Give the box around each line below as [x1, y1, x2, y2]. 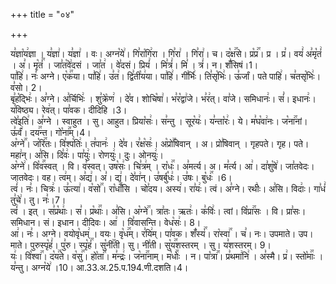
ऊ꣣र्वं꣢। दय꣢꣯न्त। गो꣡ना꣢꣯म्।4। [10, 127, 92, 138]
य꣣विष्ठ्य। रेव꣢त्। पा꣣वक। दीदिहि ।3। [10, 104, 128, 116]
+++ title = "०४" [10, 9, 75, 20]
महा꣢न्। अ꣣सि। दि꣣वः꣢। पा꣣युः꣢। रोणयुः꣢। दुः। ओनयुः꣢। [10, 149, 164, 161]
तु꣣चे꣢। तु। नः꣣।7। [10, 194, 67, 206]
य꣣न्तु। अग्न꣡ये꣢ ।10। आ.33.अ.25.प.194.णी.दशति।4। [10, 262, 189, 273]
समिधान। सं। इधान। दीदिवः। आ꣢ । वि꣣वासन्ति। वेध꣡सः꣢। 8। [10, 217, 202, 228]
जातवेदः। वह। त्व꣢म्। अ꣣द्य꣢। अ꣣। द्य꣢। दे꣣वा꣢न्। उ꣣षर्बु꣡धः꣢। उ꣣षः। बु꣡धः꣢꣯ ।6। [10, 172, 233, 183]
